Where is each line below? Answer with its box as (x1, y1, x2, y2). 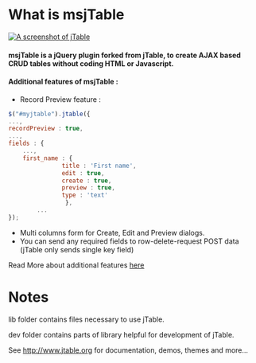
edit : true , (61, 169, 105, 177)
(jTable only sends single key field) (19, 244, 134, 254)
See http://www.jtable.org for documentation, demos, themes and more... (8, 345, 249, 355)
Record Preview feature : (19, 94, 102, 104)
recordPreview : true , (8, 125, 83, 133)
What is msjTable (8, 6, 125, 24)
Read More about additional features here (8, 260, 145, 270)
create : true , (61, 177, 112, 185)
